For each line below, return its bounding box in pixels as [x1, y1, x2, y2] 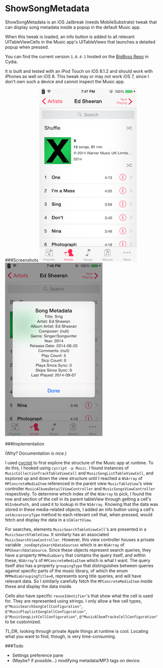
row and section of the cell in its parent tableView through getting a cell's [5, 496, 152, 502]
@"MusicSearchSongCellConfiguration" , [5, 603, 83, 609]
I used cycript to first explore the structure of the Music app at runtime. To [5, 459, 154, 465]
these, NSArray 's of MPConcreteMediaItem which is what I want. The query [5, 557, 151, 563]
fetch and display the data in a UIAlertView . [5, 517, 92, 522]
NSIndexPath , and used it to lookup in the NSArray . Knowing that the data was [5, 501, 158, 507]
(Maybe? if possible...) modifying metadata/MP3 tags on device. [12, 657, 141, 663]
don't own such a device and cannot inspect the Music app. [5, 79, 125, 84]
